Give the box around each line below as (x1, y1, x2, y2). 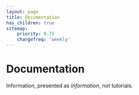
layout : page (6, 8, 39, 15)
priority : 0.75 (17, 31, 55, 37)
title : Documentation (6, 14, 60, 20)
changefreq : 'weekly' (17, 36, 70, 42)
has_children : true (6, 20, 55, 26)
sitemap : (6, 25, 28, 32)
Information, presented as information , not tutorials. (6, 82, 133, 89)
